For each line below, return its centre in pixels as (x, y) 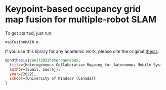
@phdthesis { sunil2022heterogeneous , (43, 60)
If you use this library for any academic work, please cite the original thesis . (82, 51)
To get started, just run (28, 33)
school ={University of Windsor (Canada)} (53, 79)
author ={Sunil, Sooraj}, (35, 69)
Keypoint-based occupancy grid (73, 9)
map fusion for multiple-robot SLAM (81, 19)
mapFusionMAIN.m (22, 42)
